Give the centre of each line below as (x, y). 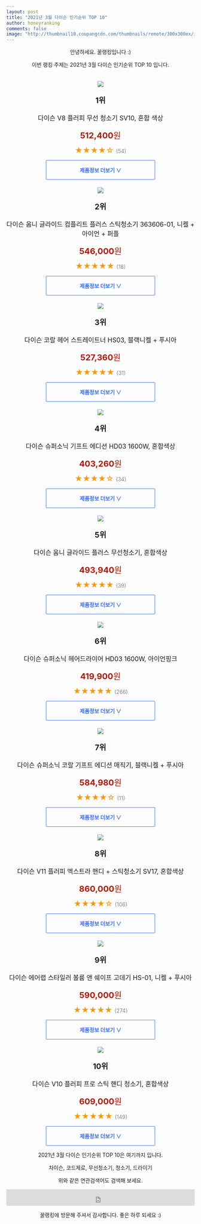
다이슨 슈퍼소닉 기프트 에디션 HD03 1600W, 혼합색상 (100, 446)
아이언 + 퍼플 (100, 234)
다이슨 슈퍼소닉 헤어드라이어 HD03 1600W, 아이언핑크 (100, 659)
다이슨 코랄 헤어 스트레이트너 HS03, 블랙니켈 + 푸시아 (100, 340)
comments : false (26, 29)
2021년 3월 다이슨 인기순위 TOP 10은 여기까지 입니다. (100, 1155)
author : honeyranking (33, 23)
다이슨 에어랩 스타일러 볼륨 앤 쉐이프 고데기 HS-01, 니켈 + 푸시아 (100, 978)
